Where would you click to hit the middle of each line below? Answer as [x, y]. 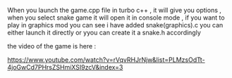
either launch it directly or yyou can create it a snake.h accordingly [104, 32]
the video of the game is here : [52, 46]
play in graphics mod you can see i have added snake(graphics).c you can [115, 25]
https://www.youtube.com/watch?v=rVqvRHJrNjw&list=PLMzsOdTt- [106, 60]
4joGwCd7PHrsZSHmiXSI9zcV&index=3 [65, 67]
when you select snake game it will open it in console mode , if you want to [116, 18]
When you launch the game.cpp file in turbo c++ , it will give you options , [115, 10]
